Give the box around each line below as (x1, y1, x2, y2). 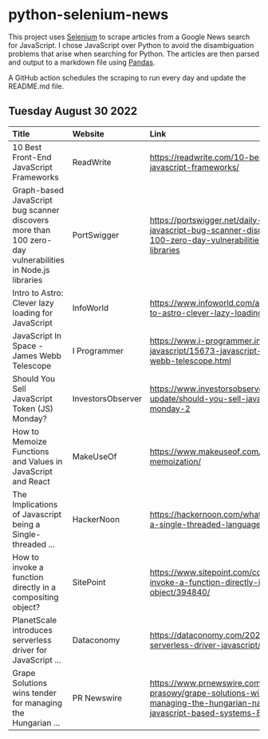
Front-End (12, 152, 52, 163)
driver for (12, 644, 48, 655)
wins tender (12, 687, 57, 698)
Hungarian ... (12, 717, 61, 728)
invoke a (12, 561, 44, 572)
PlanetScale (12, 615, 57, 626)
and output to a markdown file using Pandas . (8, 57, 156, 67)
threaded (12, 539, 46, 550)
